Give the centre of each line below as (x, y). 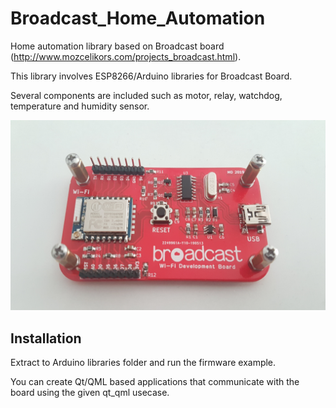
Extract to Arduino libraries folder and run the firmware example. (143, 362)
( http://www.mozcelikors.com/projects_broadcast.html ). (126, 56)
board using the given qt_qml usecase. (90, 392)
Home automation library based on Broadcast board (117, 46)
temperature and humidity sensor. (80, 106)
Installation (46, 338)
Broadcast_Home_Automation (138, 18)
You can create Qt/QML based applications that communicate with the (155, 381)
